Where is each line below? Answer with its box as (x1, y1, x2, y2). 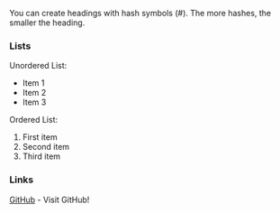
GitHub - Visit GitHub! (9, 194, 90, 205)
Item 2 (22, 88, 47, 98)
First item (22, 132, 58, 143)
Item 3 (22, 97, 47, 107)
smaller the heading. (9, 17, 86, 28)
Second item (22, 142, 70, 153)
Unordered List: (9, 60, 68, 71)
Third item (22, 151, 61, 162)
